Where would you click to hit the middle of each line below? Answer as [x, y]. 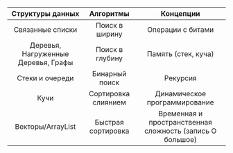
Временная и [181, 114]
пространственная [181, 122]
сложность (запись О [181, 131]
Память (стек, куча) [180, 54]
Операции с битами [180, 29]
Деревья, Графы [45, 63]
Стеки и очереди [45, 78]
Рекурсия [180, 78]
